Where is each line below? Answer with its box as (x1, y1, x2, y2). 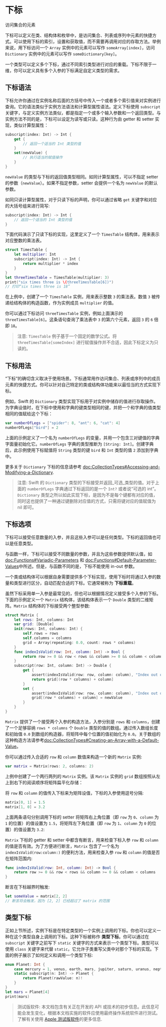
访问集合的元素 (5, 22, 36, 28)
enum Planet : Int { (5, 962, 45, 967)
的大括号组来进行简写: (5, 203, 50, 209)
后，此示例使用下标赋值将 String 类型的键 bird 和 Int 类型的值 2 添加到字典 (5, 447, 159, 453)
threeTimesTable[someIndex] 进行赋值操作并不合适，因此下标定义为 (17, 340, 154, 345)
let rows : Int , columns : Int (14, 617, 74, 622)
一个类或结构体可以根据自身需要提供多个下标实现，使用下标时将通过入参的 (5, 574, 157, 580)
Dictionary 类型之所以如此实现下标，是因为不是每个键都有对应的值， (17, 492, 158, 498)
